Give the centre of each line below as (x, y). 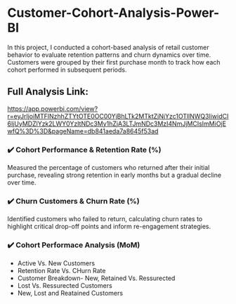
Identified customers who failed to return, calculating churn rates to (105, 219)
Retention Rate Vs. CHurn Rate (61, 270)
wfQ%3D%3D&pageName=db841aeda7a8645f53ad (83, 131)
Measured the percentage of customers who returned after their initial (109, 168)
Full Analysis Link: (48, 92)
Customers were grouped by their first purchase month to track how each (114, 62)
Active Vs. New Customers (56, 263)
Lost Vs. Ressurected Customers (65, 285)
